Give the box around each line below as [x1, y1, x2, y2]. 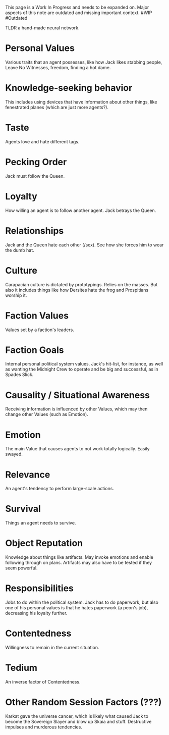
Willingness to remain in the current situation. [5, 645, 99, 650]
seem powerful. [5, 565, 38, 571]
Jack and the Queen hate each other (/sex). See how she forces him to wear [5, 242, 164, 248]
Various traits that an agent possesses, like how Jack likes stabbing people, [5, 59, 162, 65]
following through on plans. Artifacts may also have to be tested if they [5, 560, 152, 566]
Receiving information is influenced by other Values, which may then [5, 406, 148, 412]
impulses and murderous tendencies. [5, 724, 82, 730]
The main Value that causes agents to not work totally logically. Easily [5, 446, 150, 452]
